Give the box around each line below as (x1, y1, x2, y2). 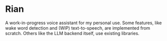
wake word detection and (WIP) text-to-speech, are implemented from (5, 25, 150, 31)
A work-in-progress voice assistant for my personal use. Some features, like (5, 20, 162, 26)
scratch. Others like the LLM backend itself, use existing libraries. (5, 30, 139, 36)
